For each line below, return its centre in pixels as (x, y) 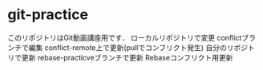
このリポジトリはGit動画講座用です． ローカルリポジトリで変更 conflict (125, 37)
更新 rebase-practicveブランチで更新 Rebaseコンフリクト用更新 (127, 57)
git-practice (48, 15)
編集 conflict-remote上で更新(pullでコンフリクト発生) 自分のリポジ (138, 47)
